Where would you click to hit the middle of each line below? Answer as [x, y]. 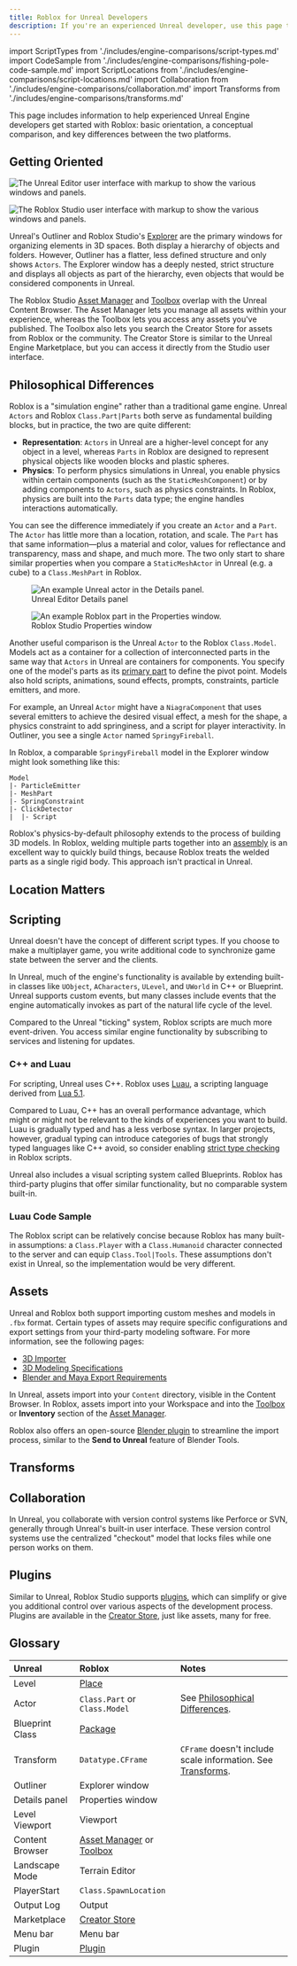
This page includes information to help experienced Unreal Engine [129, 115]
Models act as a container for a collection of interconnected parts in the [140, 652]
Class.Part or [108, 1698]
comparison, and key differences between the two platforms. [120, 134]
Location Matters [57, 889]
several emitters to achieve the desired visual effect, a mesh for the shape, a [148, 717]
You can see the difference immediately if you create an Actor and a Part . [143, 526]
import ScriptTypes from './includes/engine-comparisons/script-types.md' [144, 51]
